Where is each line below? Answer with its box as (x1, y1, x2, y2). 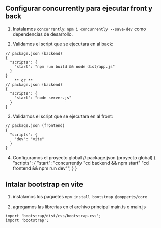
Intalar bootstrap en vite (5, 180, 83, 189)
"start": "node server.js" (14, 95, 72, 100)
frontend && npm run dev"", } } (12, 165, 77, 171)
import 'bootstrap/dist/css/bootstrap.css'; (5, 213, 101, 218)
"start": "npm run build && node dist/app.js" (14, 64, 115, 69)
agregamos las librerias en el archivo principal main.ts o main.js (12, 204, 146, 210)
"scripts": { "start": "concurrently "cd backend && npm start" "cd (12, 160, 149, 166)
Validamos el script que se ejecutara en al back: (12, 41, 114, 47)
